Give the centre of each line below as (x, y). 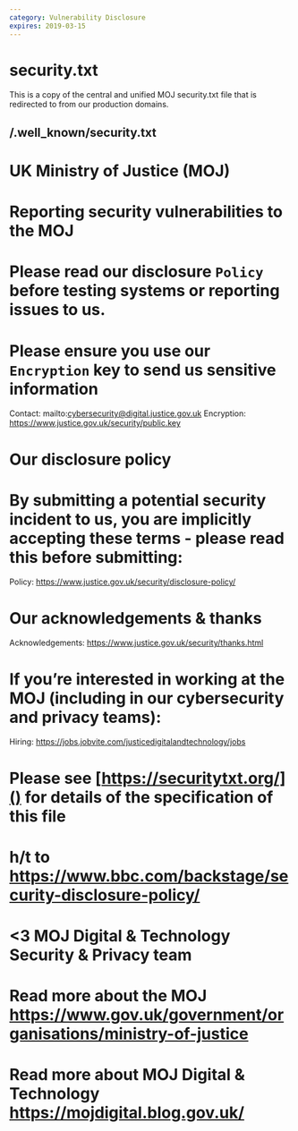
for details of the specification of (149, 797)
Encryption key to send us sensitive (143, 370)
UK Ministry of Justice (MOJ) (120, 171)
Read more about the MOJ (108, 996)
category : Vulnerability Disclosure (77, 17)
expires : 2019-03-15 (48, 26)
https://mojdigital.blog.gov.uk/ (127, 1113)
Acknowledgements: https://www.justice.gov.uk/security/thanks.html (136, 643)
